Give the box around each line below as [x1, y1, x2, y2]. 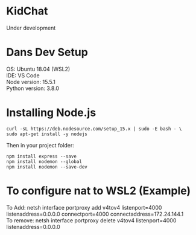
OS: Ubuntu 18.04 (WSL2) [6, 65, 71, 72]
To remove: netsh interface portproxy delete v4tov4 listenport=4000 [6, 216, 177, 224]
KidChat [6, 4, 48, 18]
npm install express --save [6, 153, 77, 159]
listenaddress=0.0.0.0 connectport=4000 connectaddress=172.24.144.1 [6, 210, 184, 217]
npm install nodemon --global [6, 158, 83, 164]
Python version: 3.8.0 [6, 85, 59, 92]
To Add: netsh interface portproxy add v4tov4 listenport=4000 [6, 204, 162, 211]
